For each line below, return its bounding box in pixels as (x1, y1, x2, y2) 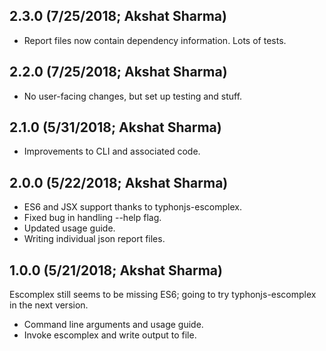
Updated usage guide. (23, 222, 116, 234)
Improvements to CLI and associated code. (23, 145, 201, 158)
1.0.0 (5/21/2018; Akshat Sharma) (9, 262, 223, 279)
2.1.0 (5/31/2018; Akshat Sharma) (9, 119, 222, 136)
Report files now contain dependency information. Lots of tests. (23, 34, 287, 46)
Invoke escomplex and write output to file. (23, 329, 197, 341)
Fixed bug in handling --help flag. (23, 212, 162, 224)
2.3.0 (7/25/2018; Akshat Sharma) (9, 8, 227, 25)
